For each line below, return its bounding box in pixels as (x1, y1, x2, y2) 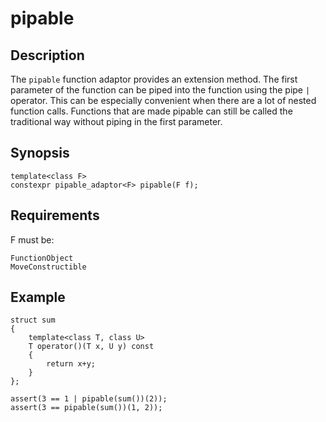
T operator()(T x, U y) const (28, 342, 155, 352)
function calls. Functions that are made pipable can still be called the (10, 105, 293, 117)
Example (10, 289, 66, 306)
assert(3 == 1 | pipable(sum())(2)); (10, 394, 168, 404)
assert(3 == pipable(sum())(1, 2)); (10, 403, 163, 413)
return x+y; (46, 359, 97, 369)
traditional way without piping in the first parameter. (10, 116, 223, 127)
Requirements (10, 207, 100, 224)
